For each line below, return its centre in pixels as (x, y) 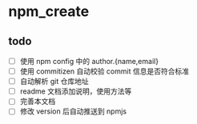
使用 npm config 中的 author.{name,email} (89, 61)
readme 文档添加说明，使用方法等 (76, 91)
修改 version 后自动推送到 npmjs (73, 111)
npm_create (49, 12)
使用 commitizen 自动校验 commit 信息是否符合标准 (105, 71)
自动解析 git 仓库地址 (54, 82)
